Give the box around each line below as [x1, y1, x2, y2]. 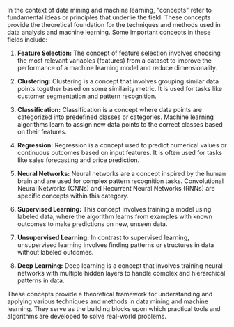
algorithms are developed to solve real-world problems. [7, 312, 167, 320]
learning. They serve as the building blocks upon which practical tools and [7, 305, 221, 312]
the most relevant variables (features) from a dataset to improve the [17, 56, 212, 65]
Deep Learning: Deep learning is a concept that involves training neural [17, 262, 223, 270]
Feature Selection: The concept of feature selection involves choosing [17, 49, 221, 57]
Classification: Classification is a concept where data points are [17, 106, 202, 113]
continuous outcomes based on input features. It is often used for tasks [17, 149, 223, 157]
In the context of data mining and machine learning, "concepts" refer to [7, 6, 212, 14]
